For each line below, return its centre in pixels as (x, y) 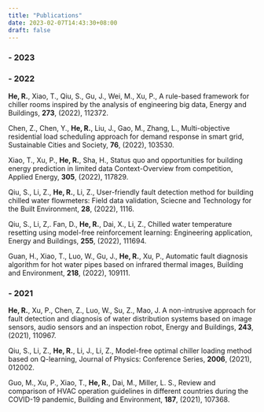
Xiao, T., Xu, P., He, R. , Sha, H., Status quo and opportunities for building (126, 160)
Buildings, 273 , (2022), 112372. (58, 113)
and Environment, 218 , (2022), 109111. (70, 273)
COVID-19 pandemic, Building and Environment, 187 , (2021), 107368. (119, 399)
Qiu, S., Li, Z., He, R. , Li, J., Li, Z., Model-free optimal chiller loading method (130, 351)
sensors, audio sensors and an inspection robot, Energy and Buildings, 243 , (131, 327)
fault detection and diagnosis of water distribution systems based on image (130, 318)
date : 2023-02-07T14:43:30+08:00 (63, 23)
